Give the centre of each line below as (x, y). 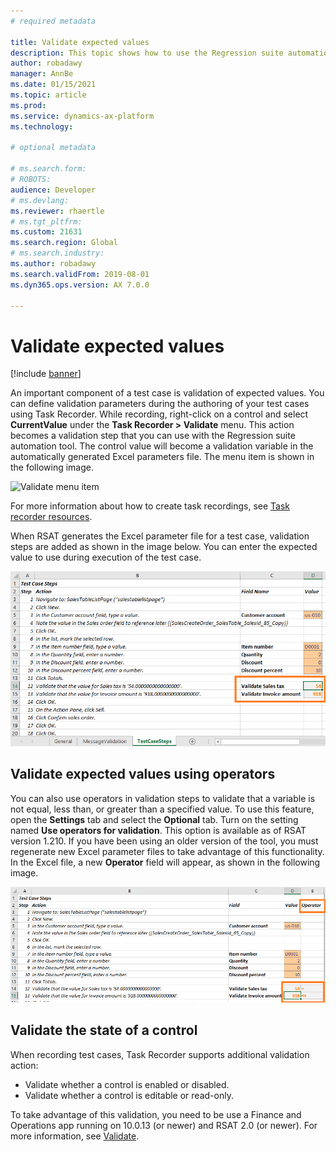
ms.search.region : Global (64, 243)
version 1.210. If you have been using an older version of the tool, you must (164, 841)
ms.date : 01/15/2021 (53, 85)
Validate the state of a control (104, 1030)
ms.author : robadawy (53, 264)
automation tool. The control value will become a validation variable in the (162, 446)
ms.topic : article (48, 95)
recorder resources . (51, 517)
